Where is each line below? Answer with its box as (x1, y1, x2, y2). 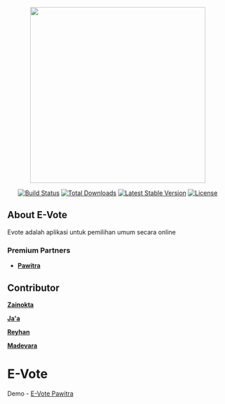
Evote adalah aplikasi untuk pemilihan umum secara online (7, 227, 177, 236)
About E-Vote (7, 209, 68, 221)
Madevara (7, 341, 38, 350)
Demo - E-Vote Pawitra (7, 389, 74, 398)
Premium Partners (7, 245, 71, 255)
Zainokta (7, 300, 34, 309)
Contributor (7, 282, 60, 293)
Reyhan (7, 327, 30, 336)
